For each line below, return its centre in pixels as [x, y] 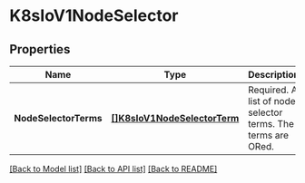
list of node [272, 101]
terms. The [271, 124]
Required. [269, 90]
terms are [268, 135]
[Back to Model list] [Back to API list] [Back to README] [113, 169]
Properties [40, 49]
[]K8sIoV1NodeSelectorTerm [175, 118]
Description [274, 75]
